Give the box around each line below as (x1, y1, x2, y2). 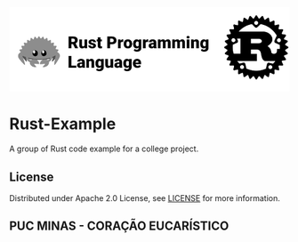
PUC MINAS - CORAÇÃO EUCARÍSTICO (9, 219, 230, 234)
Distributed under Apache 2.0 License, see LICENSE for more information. (9, 192, 280, 203)
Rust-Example (9, 114, 117, 134)
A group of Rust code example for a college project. (9, 143, 199, 154)
